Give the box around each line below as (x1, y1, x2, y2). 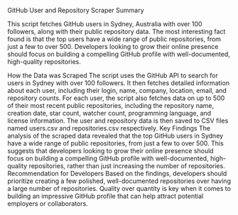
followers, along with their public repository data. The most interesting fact (7, 28, 226, 35)
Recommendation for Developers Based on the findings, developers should (7, 170, 227, 177)
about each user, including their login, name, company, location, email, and (7, 87, 227, 94)
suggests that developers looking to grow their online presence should (7, 147, 215, 155)
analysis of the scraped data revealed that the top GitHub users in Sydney (7, 131, 224, 140)
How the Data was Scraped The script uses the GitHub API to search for (7, 71, 219, 79)
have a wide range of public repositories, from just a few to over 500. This (7, 139, 224, 148)
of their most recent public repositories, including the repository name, (7, 101, 215, 109)
